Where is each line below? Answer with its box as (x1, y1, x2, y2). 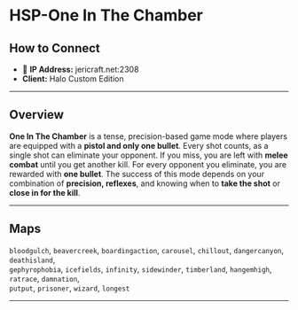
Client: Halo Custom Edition (21, 74, 124, 84)
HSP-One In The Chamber (9, 5, 204, 26)
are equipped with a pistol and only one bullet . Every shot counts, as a (9, 140, 269, 151)
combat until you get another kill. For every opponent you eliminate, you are (9, 159, 286, 169)
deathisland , (9, 254, 56, 265)
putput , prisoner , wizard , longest (9, 283, 130, 293)
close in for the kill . (9, 187, 81, 198)
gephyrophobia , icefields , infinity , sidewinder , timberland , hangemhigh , (9, 263, 272, 275)
